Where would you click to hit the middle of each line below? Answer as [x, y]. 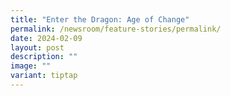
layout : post [37, 47]
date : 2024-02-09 [46, 38]
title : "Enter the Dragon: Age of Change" [100, 19]
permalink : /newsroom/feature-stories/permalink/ [116, 29]
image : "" [31, 66]
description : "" [44, 57]
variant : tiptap [44, 76]
